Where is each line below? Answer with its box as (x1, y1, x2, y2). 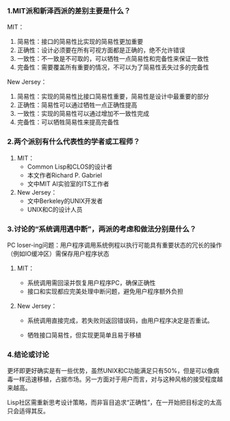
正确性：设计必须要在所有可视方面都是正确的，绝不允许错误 (16, 46, 186, 54)
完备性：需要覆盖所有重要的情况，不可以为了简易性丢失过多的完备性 (16, 63, 209, 71)
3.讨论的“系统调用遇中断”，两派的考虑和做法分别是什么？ (7, 224, 197, 234)
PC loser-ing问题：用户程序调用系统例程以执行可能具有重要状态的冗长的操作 (7, 241, 222, 249)
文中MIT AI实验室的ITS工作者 (27, 180, 110, 188)
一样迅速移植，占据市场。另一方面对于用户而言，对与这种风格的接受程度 (12, 375, 217, 383)
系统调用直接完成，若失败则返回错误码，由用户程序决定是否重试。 (27, 316, 214, 324)
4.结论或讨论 (7, 350, 49, 359)
